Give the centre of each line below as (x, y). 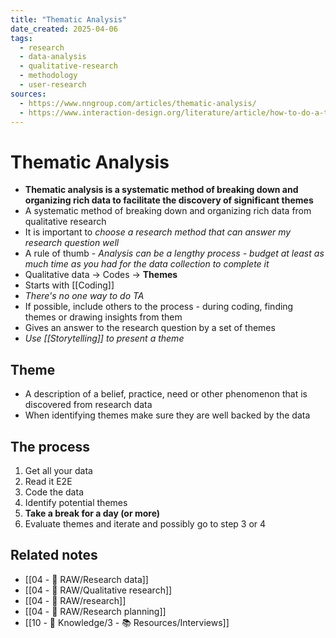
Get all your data (58, 470)
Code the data (54, 492)
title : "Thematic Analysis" (69, 19)
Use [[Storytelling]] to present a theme (104, 338)
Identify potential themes (76, 502)
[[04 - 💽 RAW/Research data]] (86, 579)
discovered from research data (88, 405)
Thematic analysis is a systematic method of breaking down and (161, 190)
